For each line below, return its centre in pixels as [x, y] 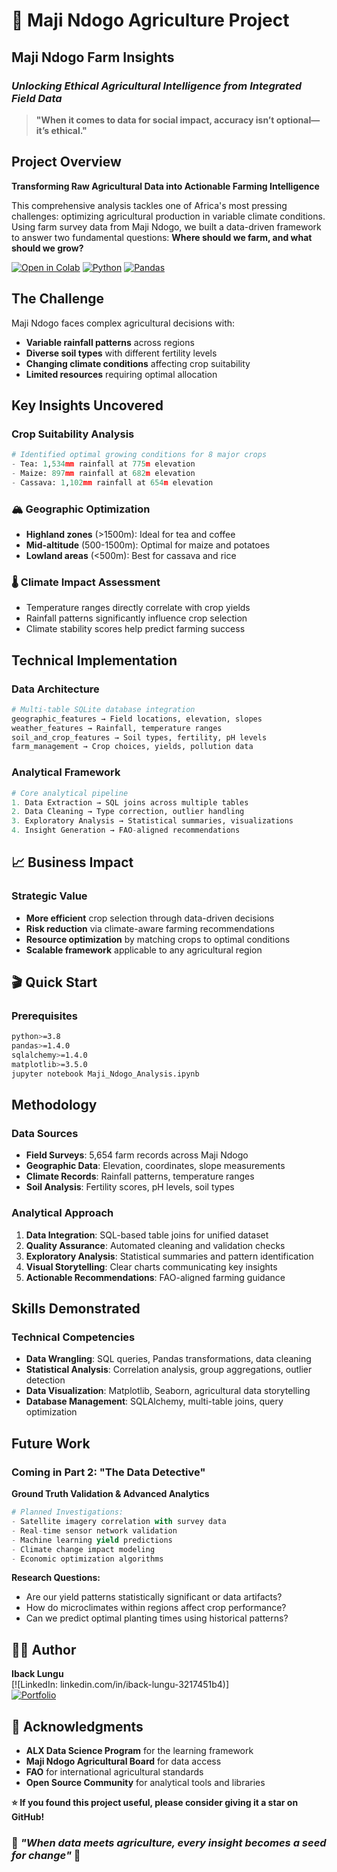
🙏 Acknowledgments [77, 1726]
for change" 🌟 [46, 1855]
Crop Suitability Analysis [73, 434]
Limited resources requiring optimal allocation [121, 374]
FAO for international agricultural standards [114, 1772]
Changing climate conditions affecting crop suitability [138, 363]
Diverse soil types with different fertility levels [121, 353]
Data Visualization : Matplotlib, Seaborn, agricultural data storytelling [168, 1391]
